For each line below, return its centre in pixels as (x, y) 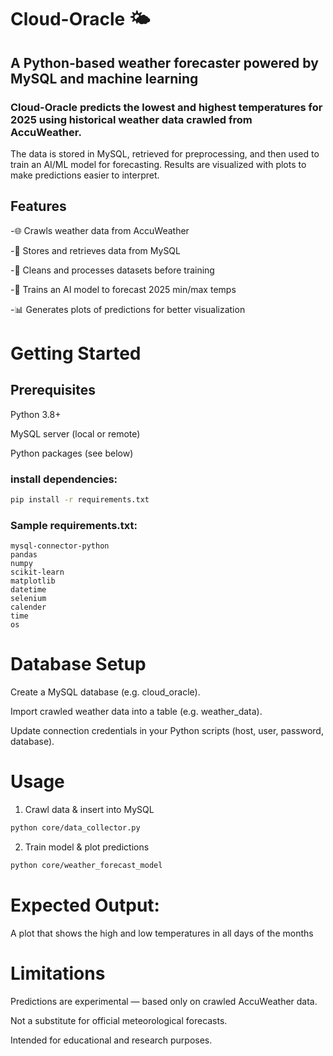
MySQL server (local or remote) (75, 433)
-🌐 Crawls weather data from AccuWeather (100, 230)
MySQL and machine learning (104, 78)
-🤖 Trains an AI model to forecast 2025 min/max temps (123, 289)
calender (28, 607)
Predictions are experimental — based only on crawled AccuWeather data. (164, 1001)
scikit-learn (37, 572)
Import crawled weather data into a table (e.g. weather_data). (136, 712)
